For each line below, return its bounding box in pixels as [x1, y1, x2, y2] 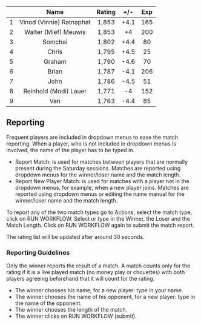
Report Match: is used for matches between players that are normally [15, 158, 188, 166]
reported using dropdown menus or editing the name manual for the [15, 190, 185, 198]
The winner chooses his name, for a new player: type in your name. [15, 287, 183, 294]
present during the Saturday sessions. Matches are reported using [15, 164, 181, 172]
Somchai [42, 38, 68, 46]
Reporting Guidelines [6, 248, 70, 256]
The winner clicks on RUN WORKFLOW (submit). [15, 312, 137, 320]
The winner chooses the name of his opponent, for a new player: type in [15, 293, 196, 301]
